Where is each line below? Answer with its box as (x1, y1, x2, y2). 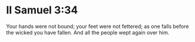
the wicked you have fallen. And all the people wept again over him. (6, 29, 170, 36)
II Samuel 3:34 (6, 3, 78, 17)
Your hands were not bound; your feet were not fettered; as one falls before (6, 23, 189, 30)
